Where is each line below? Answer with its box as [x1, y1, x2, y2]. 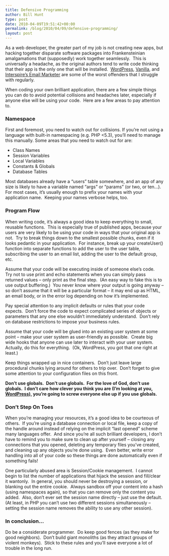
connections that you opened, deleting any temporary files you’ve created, [5, 441, 160, 448]
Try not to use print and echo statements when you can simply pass [5, 271, 146, 277]
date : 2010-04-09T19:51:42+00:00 [5, 21, 75, 27]
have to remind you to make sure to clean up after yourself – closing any [5, 436, 155, 442]
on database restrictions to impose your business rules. [5, 318, 121, 324]
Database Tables [12, 169, 48, 175]
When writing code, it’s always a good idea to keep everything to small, [5, 218, 153, 225]
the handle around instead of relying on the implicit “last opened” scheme [5, 425, 158, 431]
